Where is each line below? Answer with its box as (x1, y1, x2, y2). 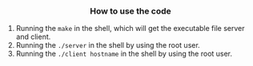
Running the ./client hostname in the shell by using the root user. (15, 49, 233, 59)
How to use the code (89, 6, 172, 17)
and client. (15, 32, 51, 41)
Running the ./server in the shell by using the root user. (15, 41, 200, 50)
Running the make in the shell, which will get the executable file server (15, 24, 245, 33)
